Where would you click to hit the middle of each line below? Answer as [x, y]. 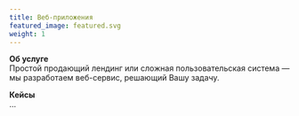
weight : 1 [28, 34]
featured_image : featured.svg [65, 26]
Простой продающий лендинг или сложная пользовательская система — [149, 68]
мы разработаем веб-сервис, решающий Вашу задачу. [114, 78]
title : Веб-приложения [51, 17]
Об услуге [29, 59]
